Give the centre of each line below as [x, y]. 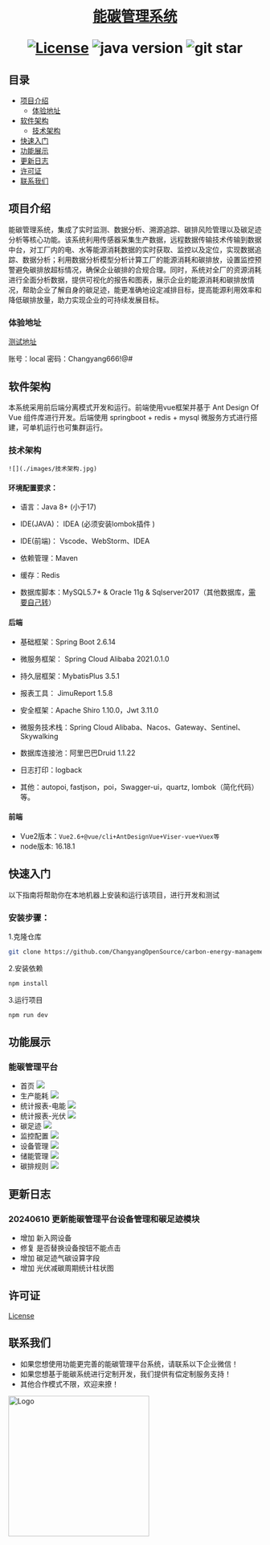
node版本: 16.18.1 [47, 846]
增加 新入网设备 [46, 1237]
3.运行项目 [26, 999]
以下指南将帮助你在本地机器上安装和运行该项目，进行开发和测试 [114, 895]
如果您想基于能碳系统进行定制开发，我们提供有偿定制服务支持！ [125, 1374]
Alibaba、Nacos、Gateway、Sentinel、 [180, 727]
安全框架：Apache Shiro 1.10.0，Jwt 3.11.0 [89, 710]
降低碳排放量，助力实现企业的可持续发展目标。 [86, 300]
